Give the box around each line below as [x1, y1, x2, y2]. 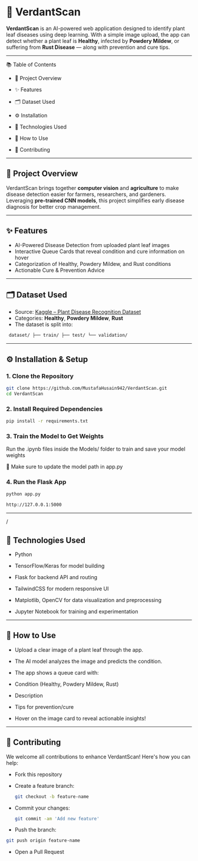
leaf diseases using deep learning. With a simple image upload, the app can [6, 31, 190, 38]
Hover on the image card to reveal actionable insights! [14, 715, 146, 722]
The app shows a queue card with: [14, 669, 99, 676]
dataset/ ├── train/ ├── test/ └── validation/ [8, 333, 128, 339]
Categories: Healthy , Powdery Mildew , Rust [14, 315, 124, 322]
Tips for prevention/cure [14, 703, 74, 710]
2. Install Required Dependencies [6, 405, 103, 413]
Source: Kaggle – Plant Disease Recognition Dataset [14, 308, 141, 316]
